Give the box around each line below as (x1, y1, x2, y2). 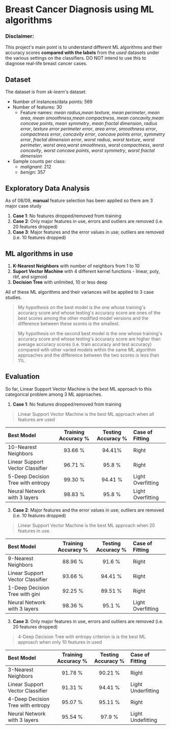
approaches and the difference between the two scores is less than (17, 352, 159, 358)
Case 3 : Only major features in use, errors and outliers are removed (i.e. (12, 618, 164, 624)
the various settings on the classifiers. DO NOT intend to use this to (5, 55, 147, 61)
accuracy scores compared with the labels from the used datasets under (5, 49, 159, 56)
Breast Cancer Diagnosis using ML (5, 4, 154, 15)
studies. (5, 294, 22, 300)
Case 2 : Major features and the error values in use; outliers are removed (12, 507, 164, 513)
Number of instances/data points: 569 (12, 98, 93, 105)
